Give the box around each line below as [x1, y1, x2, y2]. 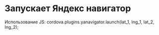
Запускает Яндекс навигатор [4, 3, 131, 14]
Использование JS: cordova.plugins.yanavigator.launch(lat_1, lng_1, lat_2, [4, 19, 155, 25]
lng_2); [4, 24, 19, 30]
